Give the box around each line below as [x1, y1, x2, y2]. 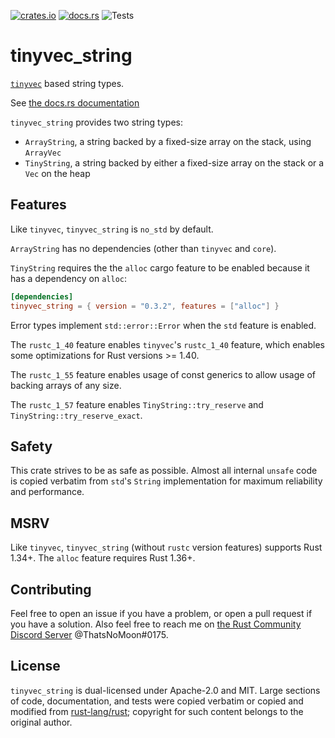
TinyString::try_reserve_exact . [10, 409, 143, 421]
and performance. [10, 486, 85, 498]
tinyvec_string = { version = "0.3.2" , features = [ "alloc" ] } [10, 301, 280, 311]
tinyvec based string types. [10, 77, 125, 89]
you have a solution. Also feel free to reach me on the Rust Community [10, 618, 302, 630]
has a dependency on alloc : [10, 272, 127, 284]
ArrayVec [24, 148, 62, 158]
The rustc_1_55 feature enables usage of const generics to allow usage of [10, 368, 316, 380]
